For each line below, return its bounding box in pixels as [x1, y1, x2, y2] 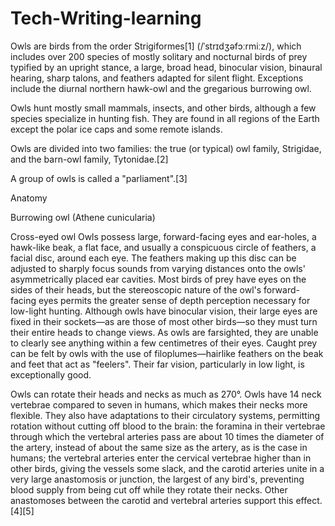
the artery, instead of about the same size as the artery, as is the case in [10, 441, 308, 453]
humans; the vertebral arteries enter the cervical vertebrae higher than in [10, 452, 312, 464]
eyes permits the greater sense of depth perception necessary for [38, 294, 311, 306]
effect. [295, 494, 323, 506]
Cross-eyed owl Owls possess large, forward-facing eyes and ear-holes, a [10, 230, 317, 242]
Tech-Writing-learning [10, 7, 202, 30]
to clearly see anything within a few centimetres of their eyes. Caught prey [10, 337, 318, 349]
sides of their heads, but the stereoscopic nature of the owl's [10, 283, 262, 296]
